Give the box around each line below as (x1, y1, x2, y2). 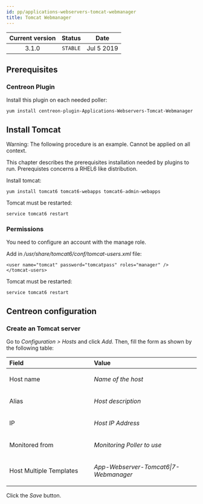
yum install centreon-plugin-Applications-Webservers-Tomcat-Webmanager (6, 108, 193, 114)
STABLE (62, 45, 81, 51)
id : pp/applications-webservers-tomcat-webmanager (6, 8, 137, 15)
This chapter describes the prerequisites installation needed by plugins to (6, 159, 189, 166)
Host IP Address (94, 419, 140, 427)
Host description (94, 397, 141, 405)
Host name (9, 375, 40, 383)
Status (61, 34, 82, 42)
